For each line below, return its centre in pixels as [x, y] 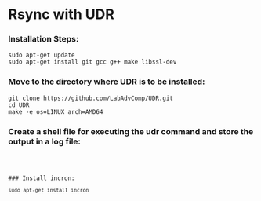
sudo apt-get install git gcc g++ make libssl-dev [92, 62]
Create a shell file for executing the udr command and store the [131, 131]
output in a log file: [44, 141]
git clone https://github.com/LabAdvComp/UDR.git [91, 98]
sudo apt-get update [42, 55]
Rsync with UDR [62, 15]
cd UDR [19, 105]
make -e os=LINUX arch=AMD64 [56, 111]
